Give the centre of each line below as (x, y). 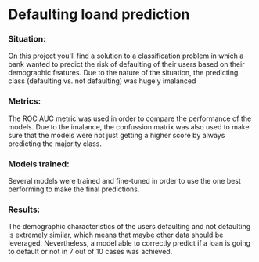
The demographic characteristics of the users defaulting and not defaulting (129, 227)
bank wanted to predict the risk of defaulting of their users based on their (126, 64)
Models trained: (39, 164)
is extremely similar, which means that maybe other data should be (116, 235)
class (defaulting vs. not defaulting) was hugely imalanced (102, 81)
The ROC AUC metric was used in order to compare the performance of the (130, 118)
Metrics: (25, 101)
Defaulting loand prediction (99, 15)
